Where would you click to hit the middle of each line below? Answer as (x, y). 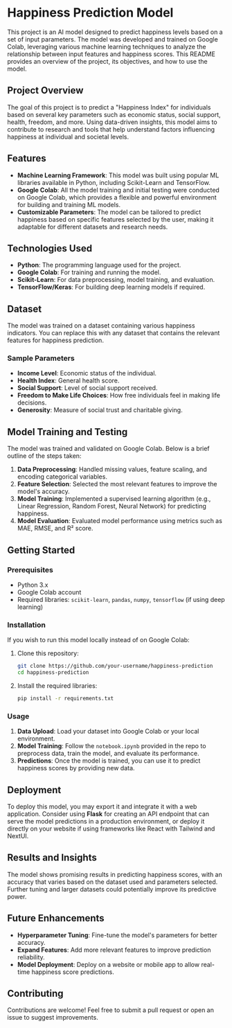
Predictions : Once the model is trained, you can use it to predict (109, 761)
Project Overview (45, 90)
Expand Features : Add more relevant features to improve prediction (114, 950)
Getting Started (41, 550)
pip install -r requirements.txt (65, 699)
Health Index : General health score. (68, 381)
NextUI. (18, 836)
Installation (27, 625)
